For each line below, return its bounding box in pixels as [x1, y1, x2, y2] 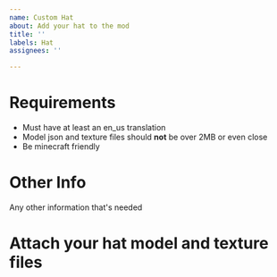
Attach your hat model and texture [9, 233, 269, 254]
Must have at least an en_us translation [21, 122, 166, 133]
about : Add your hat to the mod [9, 21, 130, 30]
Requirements [9, 93, 116, 113]
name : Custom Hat [9, 13, 74, 22]
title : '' [9, 29, 46, 38]
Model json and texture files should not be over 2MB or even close [21, 131, 268, 143]
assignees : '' [9, 46, 63, 55]
